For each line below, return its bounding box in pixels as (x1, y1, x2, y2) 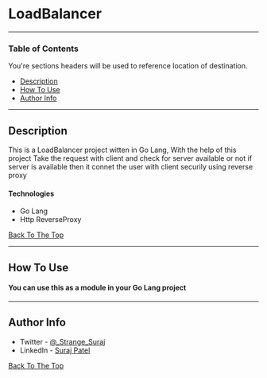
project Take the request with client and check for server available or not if (8, 154, 253, 163)
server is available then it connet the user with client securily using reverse (8, 162, 253, 172)
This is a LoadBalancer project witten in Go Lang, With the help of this (8, 145, 237, 155)
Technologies (8, 189, 55, 198)
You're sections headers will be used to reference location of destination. (8, 61, 248, 71)
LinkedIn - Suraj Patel (19, 345, 91, 355)
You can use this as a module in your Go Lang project (8, 283, 187, 293)
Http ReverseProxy (19, 215, 82, 224)
